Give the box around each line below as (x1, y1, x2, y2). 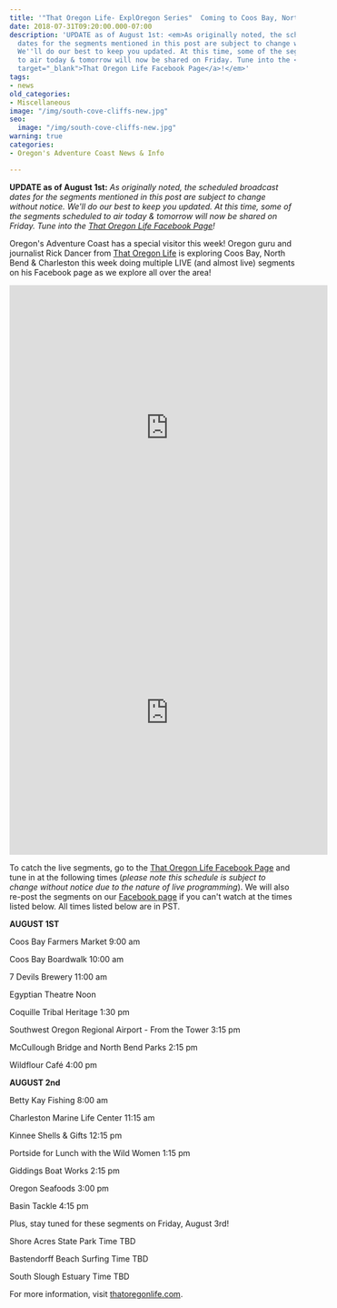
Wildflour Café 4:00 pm (9, 1059, 98, 1070)
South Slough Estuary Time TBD (9, 1271, 130, 1282)
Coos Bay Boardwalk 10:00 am (9, 953, 124, 964)
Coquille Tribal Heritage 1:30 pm (9, 1006, 130, 1017)
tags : (9, 73, 30, 82)
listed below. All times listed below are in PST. (9, 901, 181, 911)
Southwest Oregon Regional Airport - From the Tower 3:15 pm (9, 1024, 241, 1035)
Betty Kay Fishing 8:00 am (9, 1094, 109, 1105)
